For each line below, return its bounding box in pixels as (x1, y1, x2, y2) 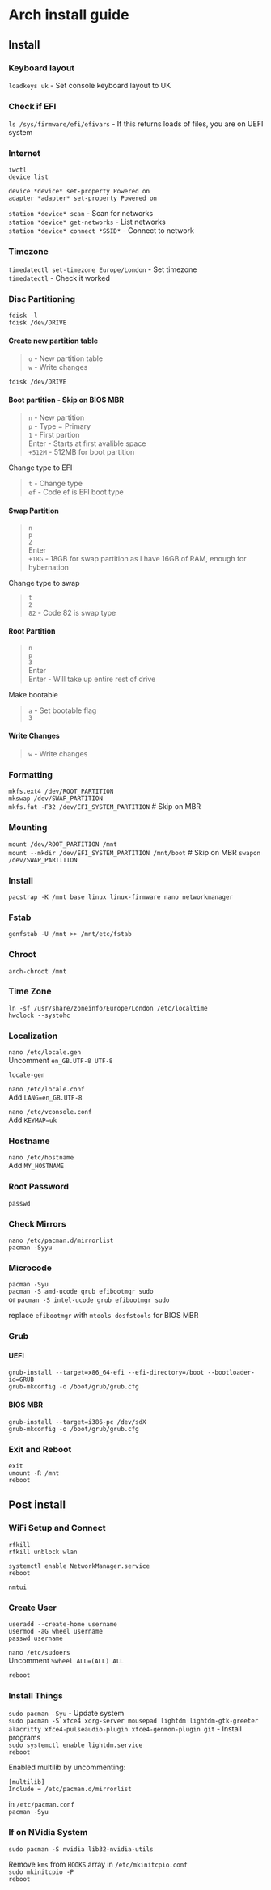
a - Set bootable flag (28, 706, 97, 715)
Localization (8, 1030, 58, 1041)
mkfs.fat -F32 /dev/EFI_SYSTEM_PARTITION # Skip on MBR (8, 802, 201, 812)
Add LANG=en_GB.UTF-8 (8, 1092, 83, 1102)
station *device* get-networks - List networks (8, 217, 166, 227)
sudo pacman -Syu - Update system (8, 1709, 125, 1718)
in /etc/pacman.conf (8, 1799, 75, 1809)
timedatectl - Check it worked (8, 273, 111, 282)
